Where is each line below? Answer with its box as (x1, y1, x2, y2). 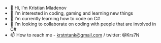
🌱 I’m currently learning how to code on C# (10, 16, 101, 21)
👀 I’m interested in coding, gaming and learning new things (10, 10, 134, 16)
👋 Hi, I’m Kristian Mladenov (10, 5, 67, 11)
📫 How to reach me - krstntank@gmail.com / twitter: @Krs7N (10, 32, 140, 38)
